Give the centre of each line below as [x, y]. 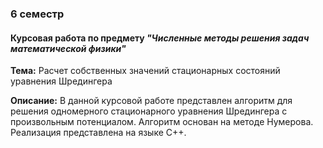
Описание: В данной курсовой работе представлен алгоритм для [151, 101]
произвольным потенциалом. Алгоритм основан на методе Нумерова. [162, 122]
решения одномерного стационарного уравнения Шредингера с [149, 111]
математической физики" [68, 48]
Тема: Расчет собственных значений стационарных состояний [145, 71]
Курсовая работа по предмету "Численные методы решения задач [160, 38]
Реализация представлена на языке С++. [98, 133]
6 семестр [37, 14]
